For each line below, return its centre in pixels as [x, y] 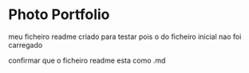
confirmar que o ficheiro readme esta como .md [87, 60]
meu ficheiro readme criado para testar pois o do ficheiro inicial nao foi [125, 36]
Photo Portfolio [59, 15]
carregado [26, 44]
